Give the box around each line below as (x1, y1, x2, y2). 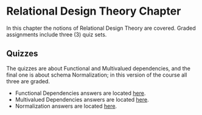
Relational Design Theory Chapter (6, 4, 181, 18)
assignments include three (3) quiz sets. (6, 30, 107, 38)
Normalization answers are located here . (15, 102, 117, 110)
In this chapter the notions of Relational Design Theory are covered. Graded (6, 24, 196, 32)
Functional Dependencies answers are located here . (15, 89, 146, 97)
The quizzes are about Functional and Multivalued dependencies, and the (6, 64, 190, 72)
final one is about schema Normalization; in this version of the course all (6, 71, 187, 78)
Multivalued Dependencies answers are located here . (15, 96, 149, 103)
